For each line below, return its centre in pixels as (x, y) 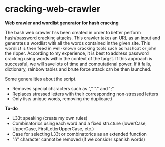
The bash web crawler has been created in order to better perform (73, 32)
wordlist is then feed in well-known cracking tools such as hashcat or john (81, 48)
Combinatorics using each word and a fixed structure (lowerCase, (80, 123)
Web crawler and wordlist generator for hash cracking (62, 23)
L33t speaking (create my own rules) (50, 118)
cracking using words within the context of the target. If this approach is (79, 58)
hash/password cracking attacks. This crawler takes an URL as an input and (82, 38)
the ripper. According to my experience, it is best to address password (77, 53)
